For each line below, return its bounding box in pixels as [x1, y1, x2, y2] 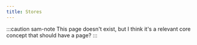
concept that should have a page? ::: [6, 31, 98, 39]
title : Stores [6, 8, 43, 15]
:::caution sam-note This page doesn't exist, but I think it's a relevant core [6, 25, 191, 32]
